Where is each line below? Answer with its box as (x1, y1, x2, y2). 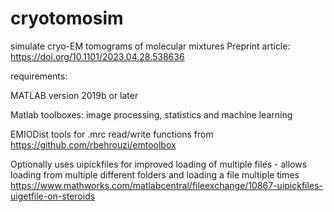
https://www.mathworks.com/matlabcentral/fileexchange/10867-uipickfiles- (10, 179, 323, 191)
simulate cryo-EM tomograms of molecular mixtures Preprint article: (10, 40, 291, 52)
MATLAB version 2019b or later (10, 89, 139, 101)
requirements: (10, 70, 68, 82)
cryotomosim (10, 7, 124, 30)
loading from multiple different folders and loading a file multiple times (10, 168, 300, 181)
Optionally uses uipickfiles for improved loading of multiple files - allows (10, 158, 308, 170)
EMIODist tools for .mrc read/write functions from (10, 128, 214, 140)
